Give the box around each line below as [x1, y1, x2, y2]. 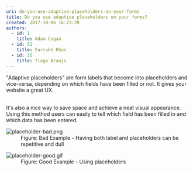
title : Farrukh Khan [16, 47, 67, 53]
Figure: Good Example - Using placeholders [20, 158, 126, 165]
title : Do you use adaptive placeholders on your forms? [6, 14, 148, 20]
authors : [6, 25, 27, 31]
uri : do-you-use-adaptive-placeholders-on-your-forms [6, 8, 140, 15]
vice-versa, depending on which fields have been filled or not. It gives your [6, 80, 187, 87]
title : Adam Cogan [16, 36, 61, 42]
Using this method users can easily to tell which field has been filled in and [6, 110, 186, 118]
